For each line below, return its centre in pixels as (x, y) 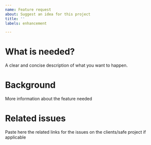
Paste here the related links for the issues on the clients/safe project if (75, 132)
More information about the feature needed (49, 99)
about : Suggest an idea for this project (48, 14)
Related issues (35, 119)
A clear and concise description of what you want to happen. (66, 65)
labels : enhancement (26, 23)
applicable (15, 137)
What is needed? (40, 52)
